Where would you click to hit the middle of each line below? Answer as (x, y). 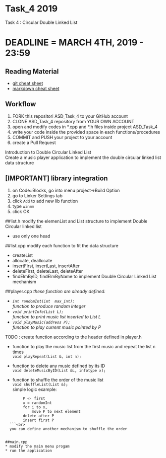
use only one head (31, 236)
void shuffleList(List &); (40, 384)
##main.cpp (16, 442)
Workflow (21, 104)
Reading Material (32, 71)
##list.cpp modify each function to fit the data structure (62, 245)
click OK (21, 211)
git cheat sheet (28, 83)
